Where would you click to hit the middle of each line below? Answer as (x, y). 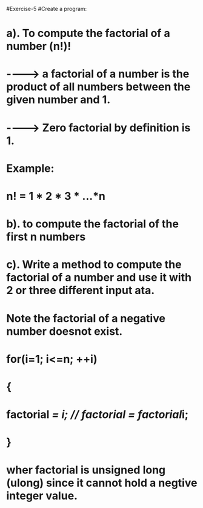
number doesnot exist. (65, 331)
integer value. (42, 496)
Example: (30, 168)
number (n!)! (39, 46)
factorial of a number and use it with (99, 277)
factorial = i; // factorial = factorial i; (98, 415)
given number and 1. (58, 100)
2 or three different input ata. (81, 290)
